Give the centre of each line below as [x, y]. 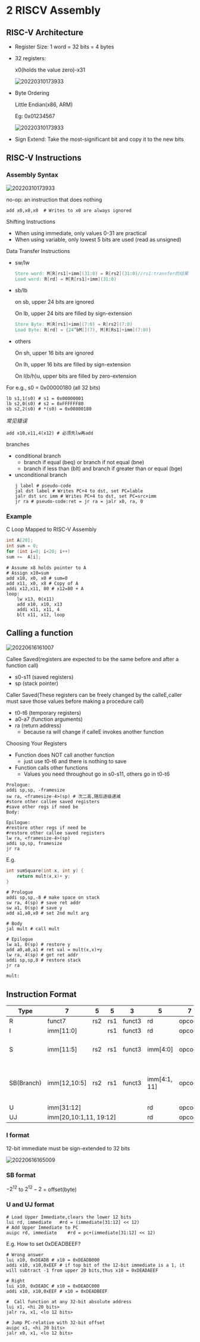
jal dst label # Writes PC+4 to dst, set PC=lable [79, 491]
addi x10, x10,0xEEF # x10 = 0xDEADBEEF [57, 1291]
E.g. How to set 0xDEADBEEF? [43, 1244]
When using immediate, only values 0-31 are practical [81, 233]
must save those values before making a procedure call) [75, 701]
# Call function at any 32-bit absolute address [69, 1301]
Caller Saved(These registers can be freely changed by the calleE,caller [94, 695]
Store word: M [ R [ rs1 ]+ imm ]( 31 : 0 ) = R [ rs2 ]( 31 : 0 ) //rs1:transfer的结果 [101, 273]
